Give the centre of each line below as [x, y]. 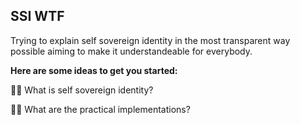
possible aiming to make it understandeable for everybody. [131, 51]
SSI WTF [37, 16]
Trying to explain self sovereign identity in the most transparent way [150, 40]
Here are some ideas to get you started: [94, 70]
